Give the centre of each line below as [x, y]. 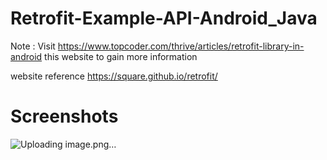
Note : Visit [33, 46]
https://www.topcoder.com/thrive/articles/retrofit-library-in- [181, 46]
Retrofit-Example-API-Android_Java [164, 18]
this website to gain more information [121, 56]
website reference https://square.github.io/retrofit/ [114, 76]
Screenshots [64, 116]
